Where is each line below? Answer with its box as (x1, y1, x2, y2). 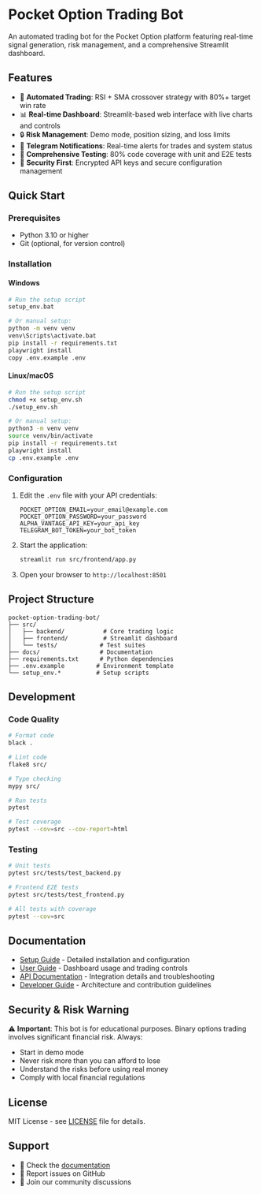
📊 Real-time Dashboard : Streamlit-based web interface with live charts (19, 109, 253, 119)
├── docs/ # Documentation (8, 648, 153, 656)
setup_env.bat (8, 303, 55, 311)
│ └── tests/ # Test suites (8, 641, 146, 649)
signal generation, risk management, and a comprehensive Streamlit (8, 39, 230, 49)
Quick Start (8, 189, 65, 203)
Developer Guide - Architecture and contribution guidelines (19, 980, 212, 990)
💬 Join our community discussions (19, 1177, 132, 1186)
